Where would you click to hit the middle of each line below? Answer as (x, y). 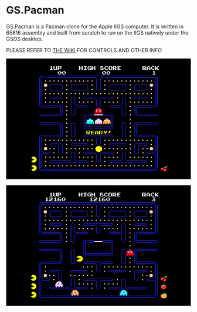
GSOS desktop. (25, 39)
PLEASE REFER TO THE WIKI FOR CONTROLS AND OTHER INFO (84, 50)
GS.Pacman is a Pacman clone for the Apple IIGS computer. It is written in (95, 26)
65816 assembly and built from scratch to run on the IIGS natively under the (97, 32)
